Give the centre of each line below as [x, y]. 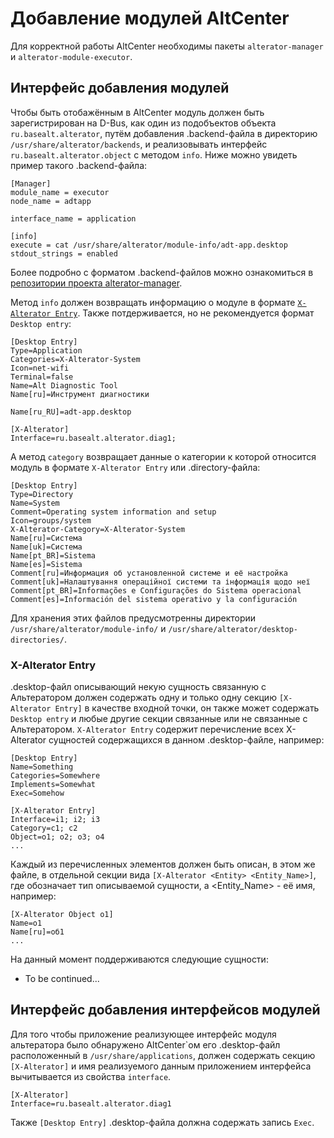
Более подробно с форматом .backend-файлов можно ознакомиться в [162, 272]
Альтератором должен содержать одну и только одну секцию [143, 698]
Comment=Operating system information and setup [113, 512]
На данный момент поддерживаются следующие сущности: [139, 959]
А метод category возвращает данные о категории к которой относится [163, 456]
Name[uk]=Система [46, 547]
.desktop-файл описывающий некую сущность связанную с [138, 687]
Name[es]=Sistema [46, 564]
